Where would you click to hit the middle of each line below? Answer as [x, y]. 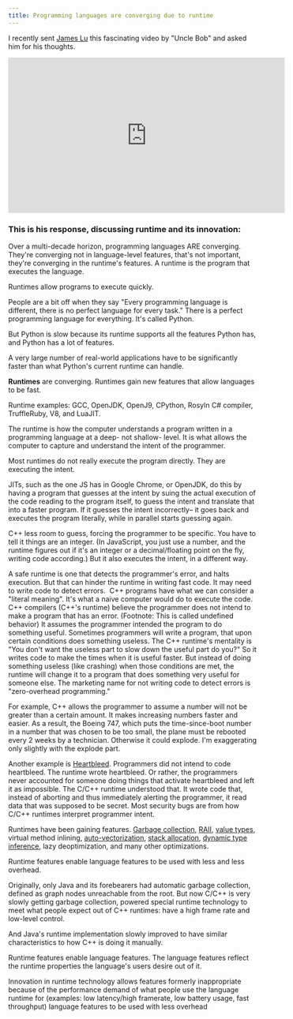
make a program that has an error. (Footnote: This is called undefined [121, 616]
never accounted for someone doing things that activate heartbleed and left [131, 780]
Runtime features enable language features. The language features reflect [129, 957]
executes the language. [46, 271]
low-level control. [36, 918]
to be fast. [25, 390]
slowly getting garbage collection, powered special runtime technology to [128, 901]
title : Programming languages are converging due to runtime [111, 15]
